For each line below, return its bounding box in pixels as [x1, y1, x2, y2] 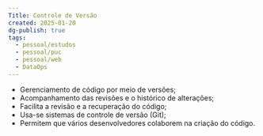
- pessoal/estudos [15, 41, 77, 49]
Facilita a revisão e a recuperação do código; [19, 101, 167, 111]
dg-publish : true [8, 26, 66, 34]
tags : [8, 33, 26, 42]
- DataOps [15, 63, 48, 71]
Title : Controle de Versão [8, 11, 97, 20]
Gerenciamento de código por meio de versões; [19, 85, 177, 94]
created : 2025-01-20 [8, 19, 77, 27]
